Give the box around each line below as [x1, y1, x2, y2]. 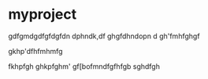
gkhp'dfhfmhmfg [8, 46, 63, 56]
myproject [8, 5, 77, 23]
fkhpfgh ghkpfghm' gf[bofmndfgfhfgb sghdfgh [8, 61, 160, 71]
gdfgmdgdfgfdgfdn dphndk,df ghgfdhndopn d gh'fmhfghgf [8, 31, 200, 41]
